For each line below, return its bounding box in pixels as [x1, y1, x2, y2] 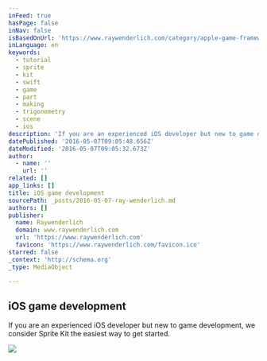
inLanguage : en [8, 41, 59, 49]
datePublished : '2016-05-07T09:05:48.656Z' [8, 137, 155, 146]
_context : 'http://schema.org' [8, 255, 112, 263]
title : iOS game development [8, 188, 105, 197]
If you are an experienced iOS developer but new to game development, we [8, 320, 256, 330]
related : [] [8, 174, 48, 183]
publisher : [8, 212, 44, 219]
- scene [15, 115, 41, 123]
